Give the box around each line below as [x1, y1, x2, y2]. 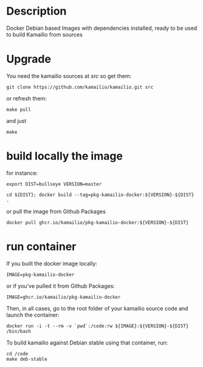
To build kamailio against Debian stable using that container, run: [6, 339, 168, 346]
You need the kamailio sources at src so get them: [6, 72, 132, 80]
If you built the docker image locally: [6, 260, 97, 267]
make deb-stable [6, 356, 47, 362]
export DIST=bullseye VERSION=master [6, 181, 102, 187]
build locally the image [6, 149, 123, 163]
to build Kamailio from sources [6, 30, 83, 38]
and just [6, 117, 27, 124]
